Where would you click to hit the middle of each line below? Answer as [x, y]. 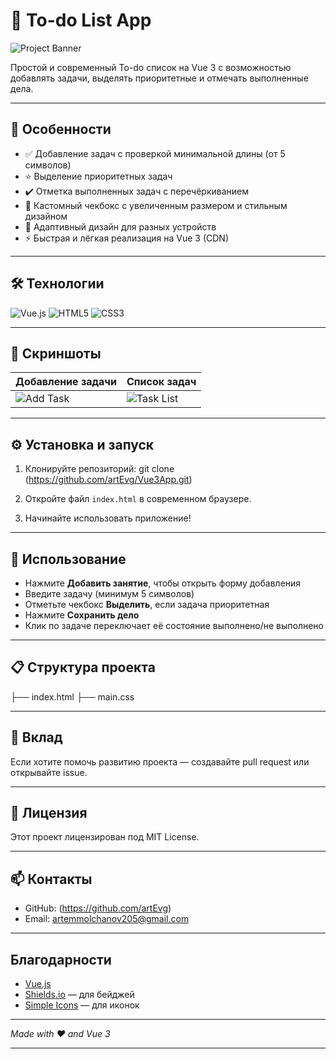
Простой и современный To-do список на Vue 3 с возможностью [151, 67]
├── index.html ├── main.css [72, 696]
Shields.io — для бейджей [79, 995]
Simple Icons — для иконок [82, 1005]
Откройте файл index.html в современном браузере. [138, 499]
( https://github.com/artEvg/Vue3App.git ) [108, 480]
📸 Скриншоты [56, 353]
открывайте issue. [49, 772]
